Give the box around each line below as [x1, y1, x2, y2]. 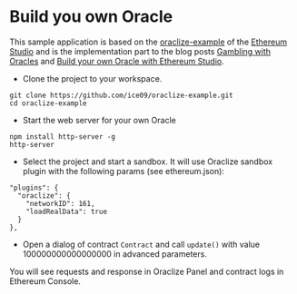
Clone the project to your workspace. [22, 73, 163, 83]
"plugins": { [9, 183, 59, 192]
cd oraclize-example [9, 98, 88, 108]
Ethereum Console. [9, 275, 82, 287]
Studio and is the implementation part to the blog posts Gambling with [9, 45, 271, 56]
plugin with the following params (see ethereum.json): [22, 165, 225, 176]
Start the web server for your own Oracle [22, 114, 177, 125]
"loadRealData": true [25, 207, 107, 216]
